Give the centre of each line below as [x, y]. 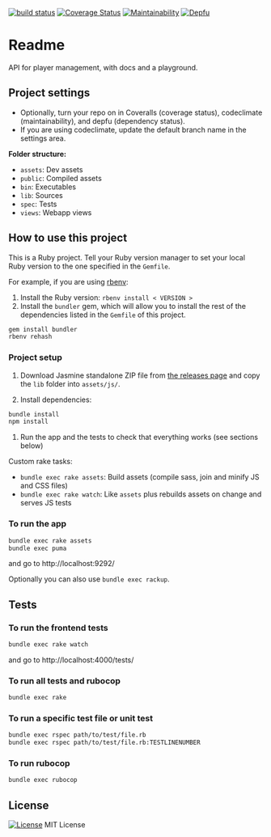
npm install [28, 422]
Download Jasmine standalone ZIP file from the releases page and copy [140, 375]
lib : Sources [41, 195]
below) [32, 446]
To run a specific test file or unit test [81, 718]
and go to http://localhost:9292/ [61, 564]
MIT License [65, 825]
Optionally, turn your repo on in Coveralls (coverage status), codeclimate [141, 112]
